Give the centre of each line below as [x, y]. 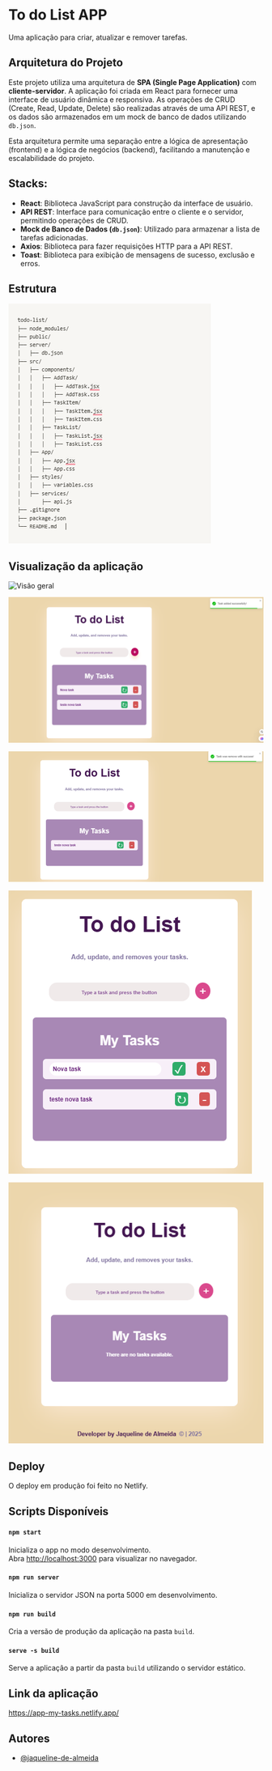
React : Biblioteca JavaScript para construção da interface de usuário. [136, 203]
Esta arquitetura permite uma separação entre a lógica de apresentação [128, 141]
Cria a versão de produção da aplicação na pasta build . [102, 1632]
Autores [29, 1738]
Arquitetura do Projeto [66, 63]
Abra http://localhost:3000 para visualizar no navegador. [103, 1558]
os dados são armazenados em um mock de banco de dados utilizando [127, 117]
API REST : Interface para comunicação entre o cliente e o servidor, [132, 211]
